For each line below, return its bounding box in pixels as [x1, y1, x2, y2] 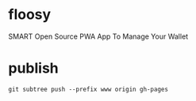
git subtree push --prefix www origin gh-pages [8, 85, 169, 93]
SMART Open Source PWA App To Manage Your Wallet [8, 32, 189, 41]
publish [8, 59, 60, 77]
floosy [8, 6, 52, 24]
